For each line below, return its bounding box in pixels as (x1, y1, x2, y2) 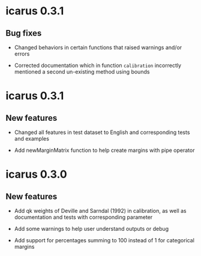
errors (14, 50, 30, 57)
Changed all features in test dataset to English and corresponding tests (14, 129, 190, 136)
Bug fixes (5, 28, 42, 38)
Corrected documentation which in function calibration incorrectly (14, 62, 181, 69)
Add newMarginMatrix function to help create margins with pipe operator (14, 147, 195, 154)
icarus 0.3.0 (5, 167, 67, 181)
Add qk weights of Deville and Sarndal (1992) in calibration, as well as (14, 208, 187, 214)
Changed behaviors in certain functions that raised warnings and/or (14, 44, 182, 51)
